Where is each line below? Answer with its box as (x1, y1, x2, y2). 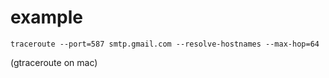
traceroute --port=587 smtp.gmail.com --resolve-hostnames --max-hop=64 (10, 39, 320, 49)
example (10, 6, 84, 29)
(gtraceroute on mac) (10, 56, 98, 68)
